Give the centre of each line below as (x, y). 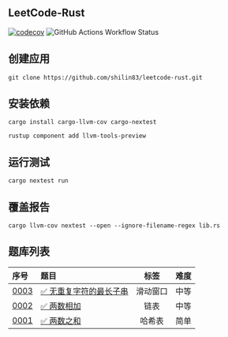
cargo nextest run (38, 181)
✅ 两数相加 (61, 305)
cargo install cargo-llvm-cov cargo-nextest (82, 122)
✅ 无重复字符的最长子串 (84, 291)
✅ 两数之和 (61, 320)
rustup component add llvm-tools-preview (77, 136)
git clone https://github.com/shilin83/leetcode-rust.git (105, 77)
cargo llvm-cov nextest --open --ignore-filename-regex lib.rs (114, 226)
